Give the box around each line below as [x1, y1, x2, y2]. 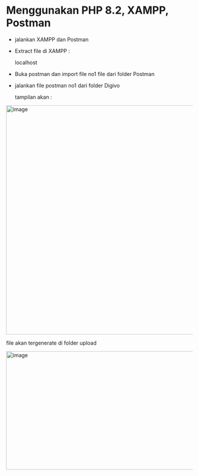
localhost [14, 59, 37, 66]
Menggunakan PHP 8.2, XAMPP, [6, 4, 169, 17]
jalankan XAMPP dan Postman [14, 36, 89, 43]
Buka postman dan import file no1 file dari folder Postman [14, 70, 155, 77]
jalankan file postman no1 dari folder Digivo [14, 81, 120, 89]
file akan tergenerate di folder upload [6, 339, 97, 346]
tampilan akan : [14, 93, 52, 100]
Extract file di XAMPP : [14, 47, 70, 54]
